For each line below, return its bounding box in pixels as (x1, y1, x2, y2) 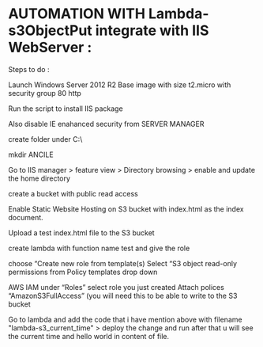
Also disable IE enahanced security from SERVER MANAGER (8, 119, 205, 128)
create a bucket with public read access (8, 189, 138, 198)
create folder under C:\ (8, 134, 83, 143)
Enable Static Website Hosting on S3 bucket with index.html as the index (8, 204, 244, 214)
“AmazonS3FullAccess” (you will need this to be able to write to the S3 (8, 291, 238, 300)
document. (8, 212, 43, 222)
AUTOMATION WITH (8, 5, 146, 23)
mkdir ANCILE (8, 150, 54, 159)
